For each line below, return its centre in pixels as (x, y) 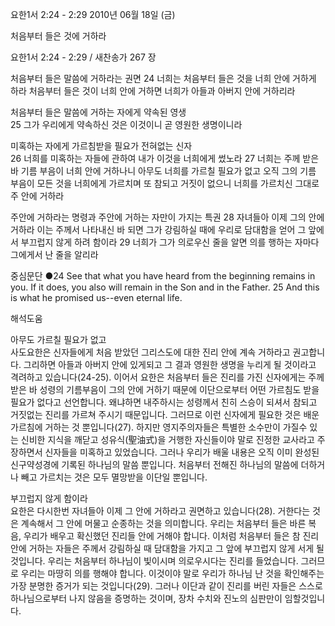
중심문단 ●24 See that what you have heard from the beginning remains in (163, 276)
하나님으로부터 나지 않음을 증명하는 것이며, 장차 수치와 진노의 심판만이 (146, 598)
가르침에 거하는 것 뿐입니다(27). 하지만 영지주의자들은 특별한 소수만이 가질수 (159, 427)
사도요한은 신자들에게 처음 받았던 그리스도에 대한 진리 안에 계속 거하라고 (150, 352)
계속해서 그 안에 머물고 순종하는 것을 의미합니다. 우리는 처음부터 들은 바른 (163, 523)
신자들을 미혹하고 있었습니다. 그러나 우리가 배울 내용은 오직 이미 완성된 (182, 452)
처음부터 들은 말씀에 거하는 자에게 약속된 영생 (98, 112)
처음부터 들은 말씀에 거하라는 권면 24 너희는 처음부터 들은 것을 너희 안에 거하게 (163, 78)
